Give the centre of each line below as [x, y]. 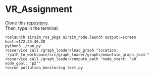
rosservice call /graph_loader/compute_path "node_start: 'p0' [72, 59]
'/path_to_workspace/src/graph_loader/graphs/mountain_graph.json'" [77, 55]
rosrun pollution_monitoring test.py [44, 68]
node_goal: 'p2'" [23, 63]
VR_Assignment [39, 9]
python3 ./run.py [23, 46]
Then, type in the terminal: [32, 28]
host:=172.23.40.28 [25, 41]
